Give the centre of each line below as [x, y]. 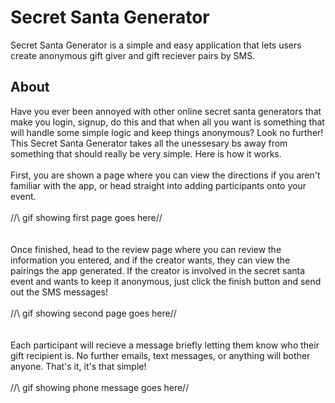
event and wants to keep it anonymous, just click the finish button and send [166, 281]
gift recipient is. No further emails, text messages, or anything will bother [160, 355]
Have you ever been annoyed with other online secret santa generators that [166, 111]
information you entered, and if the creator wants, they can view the [150, 260]
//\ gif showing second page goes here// [93, 313]
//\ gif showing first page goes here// [86, 217]
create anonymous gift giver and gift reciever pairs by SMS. [133, 55]
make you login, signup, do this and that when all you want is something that [167, 122]
